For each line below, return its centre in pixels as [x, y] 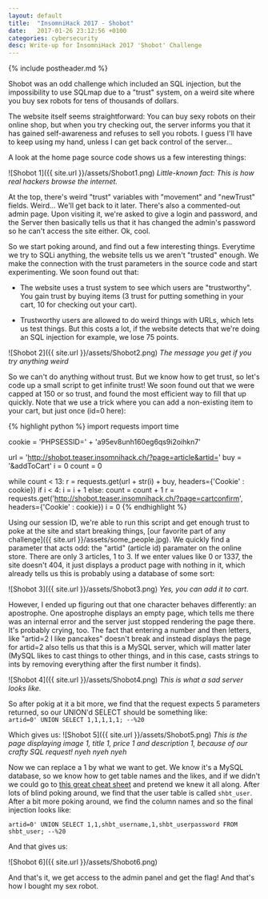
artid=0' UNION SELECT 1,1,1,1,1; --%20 [77, 720]
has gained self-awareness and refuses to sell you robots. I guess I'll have [130, 134]
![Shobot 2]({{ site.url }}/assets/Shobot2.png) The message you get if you [130, 353]
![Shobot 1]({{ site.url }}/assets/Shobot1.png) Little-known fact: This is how [131, 173]
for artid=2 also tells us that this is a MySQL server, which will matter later [130, 647]
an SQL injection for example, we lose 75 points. [99, 337]
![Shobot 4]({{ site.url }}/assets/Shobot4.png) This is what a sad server [126, 680]
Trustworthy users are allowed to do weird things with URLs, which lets [137, 320]
